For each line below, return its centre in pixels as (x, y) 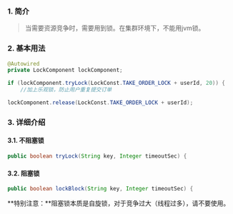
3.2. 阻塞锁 (24, 173)
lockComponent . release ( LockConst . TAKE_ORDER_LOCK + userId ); (100, 103)
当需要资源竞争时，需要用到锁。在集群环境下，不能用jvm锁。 (115, 28)
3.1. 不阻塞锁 (26, 141)
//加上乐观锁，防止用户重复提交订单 (66, 90)
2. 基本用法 (26, 49)
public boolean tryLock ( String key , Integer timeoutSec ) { (97, 156)
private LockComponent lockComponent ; (65, 70)
